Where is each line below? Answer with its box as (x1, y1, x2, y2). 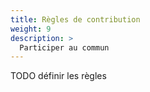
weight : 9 (10, 24, 52, 34)
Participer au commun (19, 42, 110, 53)
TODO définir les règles (10, 70, 107, 82)
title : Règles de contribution (10, 14, 141, 25)
